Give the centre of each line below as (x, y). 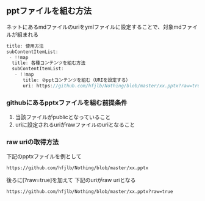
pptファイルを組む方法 (49, 11)
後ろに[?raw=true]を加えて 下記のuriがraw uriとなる (71, 180)
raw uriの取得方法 (33, 142)
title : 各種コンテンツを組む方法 (49, 63)
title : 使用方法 (25, 46)
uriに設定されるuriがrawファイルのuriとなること (75, 125)
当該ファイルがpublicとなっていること (63, 117)
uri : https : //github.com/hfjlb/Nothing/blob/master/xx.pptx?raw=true (113, 86)
